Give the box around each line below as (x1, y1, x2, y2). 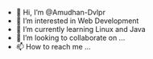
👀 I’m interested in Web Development (15, 16, 139, 26)
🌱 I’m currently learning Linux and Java (15, 25, 147, 33)
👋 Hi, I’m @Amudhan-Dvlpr (15, 8, 106, 17)
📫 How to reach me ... (15, 42, 91, 51)
